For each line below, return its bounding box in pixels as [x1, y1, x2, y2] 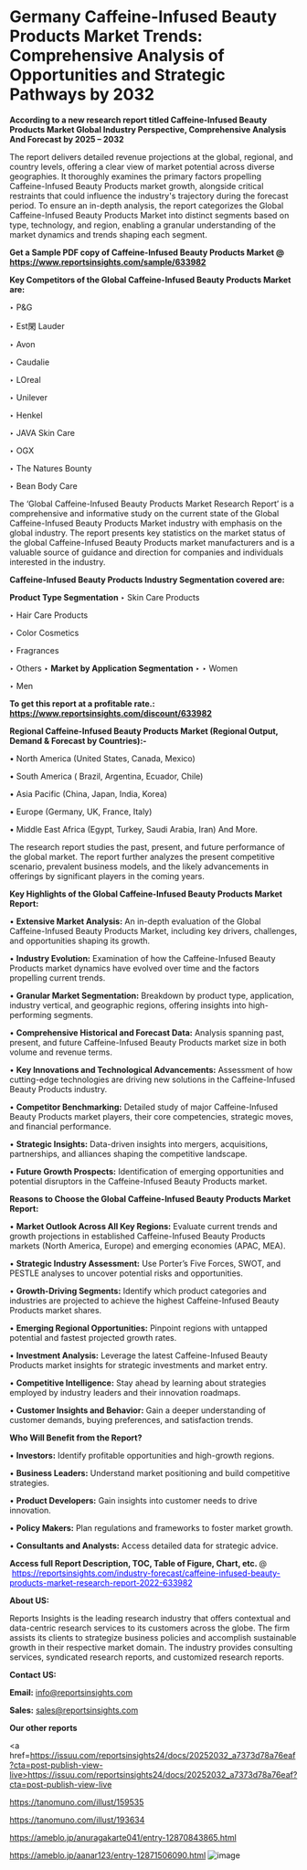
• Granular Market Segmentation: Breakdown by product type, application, [9, 990, 294, 1001]
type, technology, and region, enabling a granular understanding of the [9, 219, 277, 230]
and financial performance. [9, 1121, 111, 1132]
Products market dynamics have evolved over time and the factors [9, 962, 259, 973]
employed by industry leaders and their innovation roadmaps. [9, 1387, 241, 1397]
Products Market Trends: [9, 26, 203, 47]
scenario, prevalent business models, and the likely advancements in [9, 861, 270, 872]
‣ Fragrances [9, 644, 59, 655]
